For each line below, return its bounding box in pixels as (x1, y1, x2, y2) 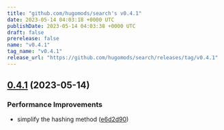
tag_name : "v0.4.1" (7, 48, 63, 55)
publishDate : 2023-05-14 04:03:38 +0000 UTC (7, 22, 136, 29)
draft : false (7, 29, 44, 36)
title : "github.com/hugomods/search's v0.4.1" (7, 10, 142, 17)
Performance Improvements (7, 100, 103, 110)
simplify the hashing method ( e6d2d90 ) (16, 115, 129, 123)
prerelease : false (7, 35, 59, 42)
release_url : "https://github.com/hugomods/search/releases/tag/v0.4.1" (7, 54, 219, 61)
